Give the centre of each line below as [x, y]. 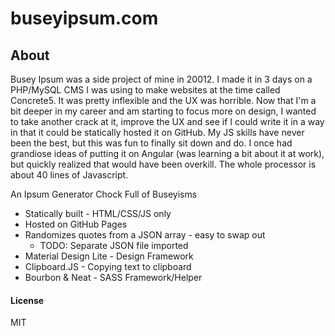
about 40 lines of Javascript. [69, 175]
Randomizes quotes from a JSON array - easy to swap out [145, 235]
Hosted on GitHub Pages [76, 224]
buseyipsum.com [84, 18]
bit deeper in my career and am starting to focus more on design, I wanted [163, 111]
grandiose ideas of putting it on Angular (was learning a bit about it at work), [167, 153]
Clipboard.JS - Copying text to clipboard [108, 266]
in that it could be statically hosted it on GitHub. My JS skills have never [157, 132]
